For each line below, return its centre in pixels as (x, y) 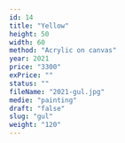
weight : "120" (35, 125)
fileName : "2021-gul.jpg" (57, 91)
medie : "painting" (43, 100)
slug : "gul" (31, 116)
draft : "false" (37, 108)
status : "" (29, 83)
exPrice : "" (31, 75)
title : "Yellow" (39, 26)
